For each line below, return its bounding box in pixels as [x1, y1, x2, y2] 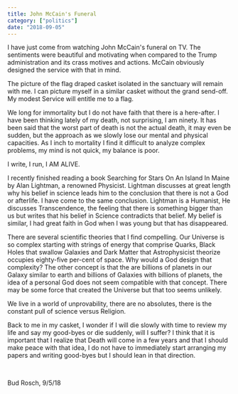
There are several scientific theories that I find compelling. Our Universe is [7, 233, 225, 242]
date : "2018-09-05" [7, 23, 65, 31]
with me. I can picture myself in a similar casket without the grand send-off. [7, 87, 229, 96]
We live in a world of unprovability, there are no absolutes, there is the [7, 299, 212, 308]
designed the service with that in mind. [7, 65, 121, 75]
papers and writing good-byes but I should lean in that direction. [7, 351, 196, 360]
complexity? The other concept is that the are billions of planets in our [7, 263, 212, 272]
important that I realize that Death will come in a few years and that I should [7, 336, 229, 345]
